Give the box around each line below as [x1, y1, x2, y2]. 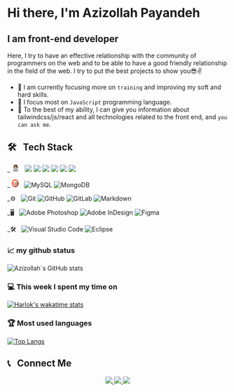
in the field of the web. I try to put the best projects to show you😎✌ [7, 67, 202, 75]
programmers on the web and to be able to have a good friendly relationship [7, 59, 228, 67]
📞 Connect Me [7, 358, 72, 370]
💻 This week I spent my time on [7, 282, 118, 292]
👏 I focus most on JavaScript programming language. [17, 98, 172, 106]
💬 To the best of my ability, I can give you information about [17, 105, 190, 114]
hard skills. [17, 90, 49, 99]
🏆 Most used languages [7, 318, 92, 328]
